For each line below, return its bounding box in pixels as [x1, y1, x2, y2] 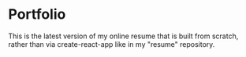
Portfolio [8, 5, 66, 23]
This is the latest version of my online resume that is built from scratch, [8, 31, 239, 41]
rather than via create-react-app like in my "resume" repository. [8, 39, 215, 48]
